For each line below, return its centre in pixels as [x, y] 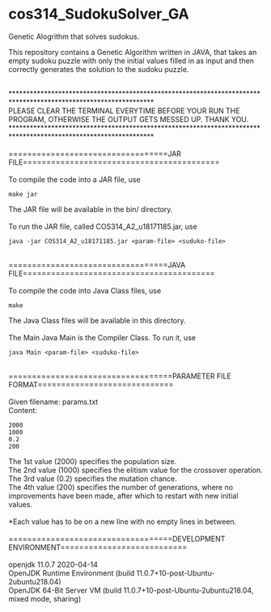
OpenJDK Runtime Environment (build [72, 573]
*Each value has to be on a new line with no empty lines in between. [123, 521]
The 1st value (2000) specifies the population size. [93, 461]
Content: [23, 410]
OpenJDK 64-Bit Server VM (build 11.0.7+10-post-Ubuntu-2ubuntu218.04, [131, 590]
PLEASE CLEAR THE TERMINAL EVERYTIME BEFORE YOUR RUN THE [124, 111]
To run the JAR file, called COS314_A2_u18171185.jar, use [103, 226]
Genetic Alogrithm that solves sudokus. [74, 36]
